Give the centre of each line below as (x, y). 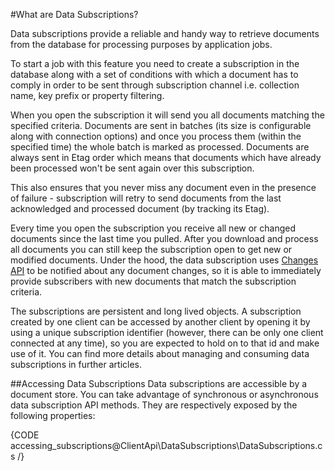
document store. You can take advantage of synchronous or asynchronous (164, 394)
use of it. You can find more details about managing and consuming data (160, 353)
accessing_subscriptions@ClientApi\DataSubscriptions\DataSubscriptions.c (166, 445)
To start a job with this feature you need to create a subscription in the (155, 63)
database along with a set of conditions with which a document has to (154, 74)
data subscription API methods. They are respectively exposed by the (154, 405)
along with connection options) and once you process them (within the (156, 136)
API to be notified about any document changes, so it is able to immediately (166, 270)
